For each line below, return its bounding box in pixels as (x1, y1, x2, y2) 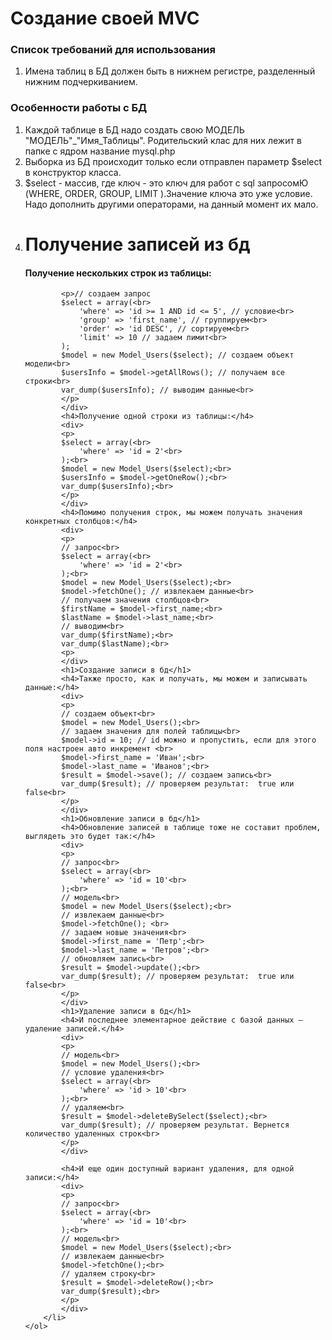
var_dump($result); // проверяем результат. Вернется (61, 1120, 290, 1131)
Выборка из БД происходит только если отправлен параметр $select (24, 155, 323, 167)
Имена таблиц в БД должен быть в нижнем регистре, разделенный (24, 65, 316, 77)
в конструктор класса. (24, 166, 122, 178)
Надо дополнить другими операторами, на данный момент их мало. (24, 198, 319, 210)
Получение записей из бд (24, 233, 251, 256)
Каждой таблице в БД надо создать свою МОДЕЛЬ (24, 123, 245, 136)
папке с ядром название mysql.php (24, 145, 176, 157)
